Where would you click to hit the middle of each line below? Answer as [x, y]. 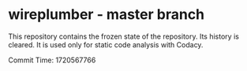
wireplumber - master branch [107, 15]
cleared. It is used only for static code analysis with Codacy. [106, 44]
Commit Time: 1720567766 [52, 60]
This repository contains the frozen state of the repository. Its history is [123, 36]
